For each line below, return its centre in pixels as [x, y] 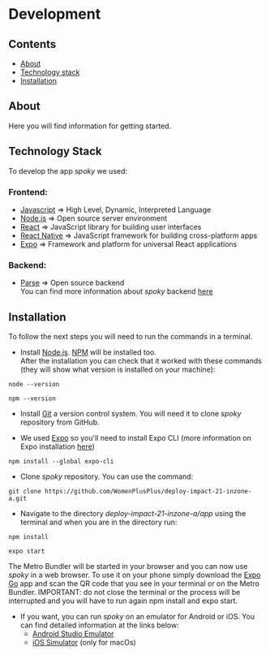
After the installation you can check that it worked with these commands [141, 361]
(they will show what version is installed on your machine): [118, 369]
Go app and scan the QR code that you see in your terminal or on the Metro [134, 584]
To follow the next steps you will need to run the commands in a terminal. [131, 337]
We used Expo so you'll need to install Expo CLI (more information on [135, 438]
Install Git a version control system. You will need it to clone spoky [131, 414]
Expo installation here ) [58, 446]
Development [55, 14]
